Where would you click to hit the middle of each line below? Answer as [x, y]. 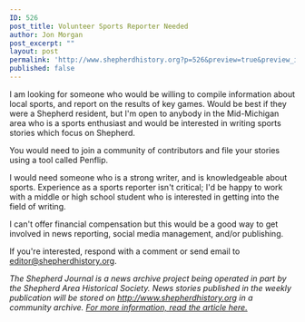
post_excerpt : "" [42, 43]
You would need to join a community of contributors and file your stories [144, 150]
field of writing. [38, 206]
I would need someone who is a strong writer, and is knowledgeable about [148, 177]
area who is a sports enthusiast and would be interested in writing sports [145, 122]
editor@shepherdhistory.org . [63, 260]
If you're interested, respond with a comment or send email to [125, 251]
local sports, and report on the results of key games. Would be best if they [148, 103]
